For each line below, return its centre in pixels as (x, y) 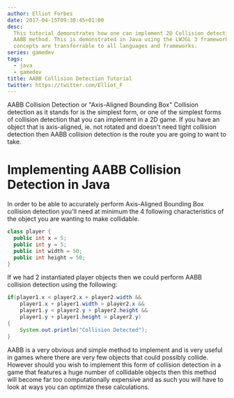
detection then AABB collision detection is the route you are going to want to (117, 135)
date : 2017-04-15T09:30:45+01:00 (56, 20)
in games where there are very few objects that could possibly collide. (108, 357)
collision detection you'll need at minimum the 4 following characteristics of (116, 212)
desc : (15, 26)
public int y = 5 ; (40, 245)
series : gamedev (31, 53)
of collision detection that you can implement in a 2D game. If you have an (114, 120)
